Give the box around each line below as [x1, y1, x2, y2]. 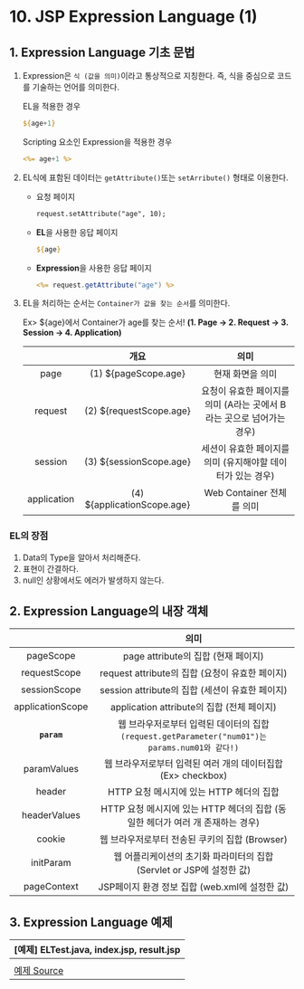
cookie [36, 832, 66, 845]
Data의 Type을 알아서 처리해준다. [22, 552, 141, 563]
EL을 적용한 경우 [22, 101, 81, 111]
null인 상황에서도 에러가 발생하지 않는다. [22, 575, 165, 585]
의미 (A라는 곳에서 [204, 398, 279, 411]
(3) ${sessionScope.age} [84, 455, 192, 468]
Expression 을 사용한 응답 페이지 [35, 262, 152, 273]
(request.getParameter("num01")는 [120, 731, 267, 742]
